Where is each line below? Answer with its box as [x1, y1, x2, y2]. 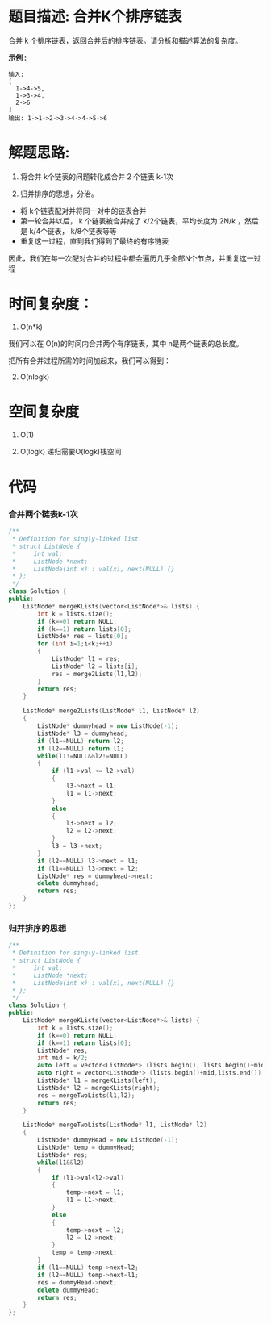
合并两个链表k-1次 [8, 508, 78, 520]
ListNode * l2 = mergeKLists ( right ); [37, 1084, 161, 1092]
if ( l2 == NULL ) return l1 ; [37, 744, 125, 753]
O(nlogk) [19, 372, 50, 382]
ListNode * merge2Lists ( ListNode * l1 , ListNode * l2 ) [23, 707, 200, 715]
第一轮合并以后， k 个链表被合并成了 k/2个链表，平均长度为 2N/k [19, 215, 236, 226]
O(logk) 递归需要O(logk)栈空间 [19, 446, 122, 456]
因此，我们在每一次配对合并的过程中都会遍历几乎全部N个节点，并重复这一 [8, 253, 254, 263]
